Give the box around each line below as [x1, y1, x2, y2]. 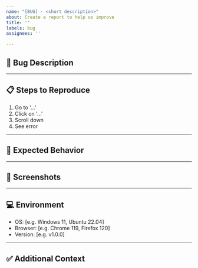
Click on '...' [14, 110, 43, 117]
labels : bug [6, 25, 35, 31]
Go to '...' [14, 104, 37, 111]
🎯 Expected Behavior [6, 145, 84, 155]
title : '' [6, 19, 31, 25]
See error [14, 122, 38, 130]
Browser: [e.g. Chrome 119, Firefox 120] [14, 225, 110, 232]
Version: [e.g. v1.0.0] [14, 231, 65, 238]
